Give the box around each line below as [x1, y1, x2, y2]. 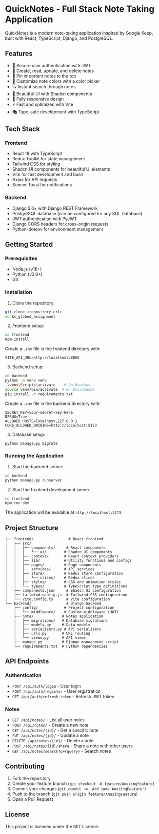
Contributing [5, 762, 45, 771]
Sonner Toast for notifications [12, 182, 72, 188]
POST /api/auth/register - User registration [12, 688, 101, 694]
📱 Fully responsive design [12, 96, 64, 101]
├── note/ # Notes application [14, 614, 104, 619]
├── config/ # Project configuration [14, 606, 115, 610]
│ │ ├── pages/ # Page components [5, 562, 101, 567]
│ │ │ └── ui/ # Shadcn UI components [5, 550, 112, 555]
